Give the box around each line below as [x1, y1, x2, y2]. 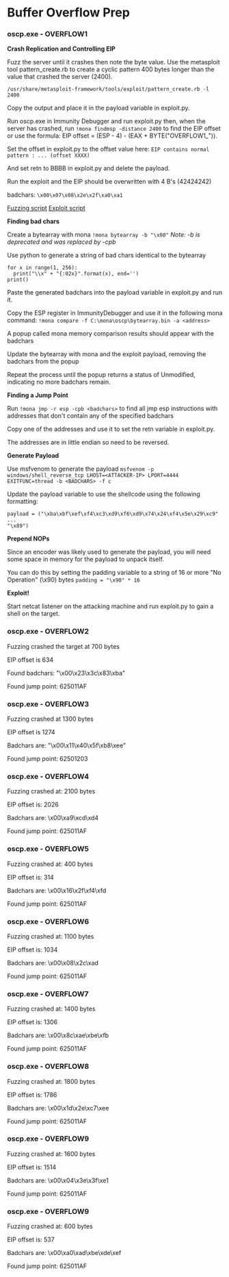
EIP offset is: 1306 [7, 1018, 58, 1026]
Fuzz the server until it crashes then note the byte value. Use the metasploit [7, 58, 220, 66]
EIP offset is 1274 [7, 728, 56, 736]
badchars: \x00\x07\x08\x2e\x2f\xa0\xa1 [7, 190, 123, 199]
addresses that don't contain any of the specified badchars [7, 412, 174, 420]
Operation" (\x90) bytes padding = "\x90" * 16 [7, 575, 140, 584]
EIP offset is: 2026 [7, 800, 59, 809]
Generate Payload [7, 451, 59, 460]
